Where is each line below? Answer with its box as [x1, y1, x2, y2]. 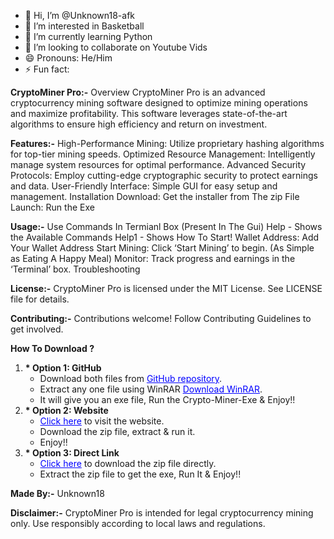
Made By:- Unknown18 [10, 488, 105, 499]
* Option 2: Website [24, 405, 109, 416]
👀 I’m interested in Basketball [24, 20, 145, 32]
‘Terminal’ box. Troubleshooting [10, 263, 141, 275]
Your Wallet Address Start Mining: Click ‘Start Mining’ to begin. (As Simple [10, 242, 315, 254]
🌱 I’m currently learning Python [24, 31, 153, 42]
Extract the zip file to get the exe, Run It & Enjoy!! [39, 468, 242, 480]
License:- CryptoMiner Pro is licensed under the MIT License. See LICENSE [10, 283, 323, 294]
